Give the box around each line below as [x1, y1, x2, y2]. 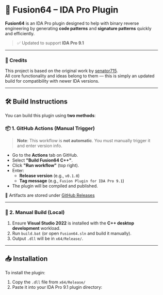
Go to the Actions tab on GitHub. [12, 152, 79, 158]
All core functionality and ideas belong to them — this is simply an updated [5, 73, 155, 79]
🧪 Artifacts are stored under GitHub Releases [5, 192, 95, 198]
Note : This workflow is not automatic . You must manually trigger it [16, 138, 150, 144]
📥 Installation [5, 255, 48, 263]
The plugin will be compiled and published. [12, 183, 98, 189]
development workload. [12, 225, 61, 231]
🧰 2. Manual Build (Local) [5, 209, 65, 216]
